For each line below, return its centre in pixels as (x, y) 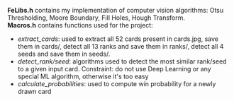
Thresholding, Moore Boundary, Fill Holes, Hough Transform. (96, 18)
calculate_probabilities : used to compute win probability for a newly (117, 84)
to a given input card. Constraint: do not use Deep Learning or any (114, 69)
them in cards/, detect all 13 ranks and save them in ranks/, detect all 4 (121, 46)
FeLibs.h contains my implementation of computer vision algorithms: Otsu (116, 10)
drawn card (34, 91)
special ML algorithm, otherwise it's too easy (83, 76)
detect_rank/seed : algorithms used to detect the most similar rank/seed (122, 61)
